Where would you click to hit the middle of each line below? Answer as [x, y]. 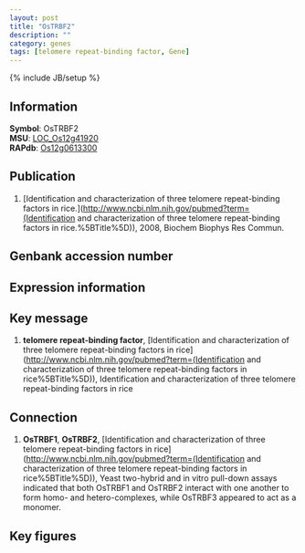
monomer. [42, 507]
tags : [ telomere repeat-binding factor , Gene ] [100, 52]
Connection [43, 417]
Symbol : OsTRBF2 [44, 128]
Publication [42, 177]
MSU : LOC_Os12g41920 [54, 138]
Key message [49, 318]
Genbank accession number [91, 256]
